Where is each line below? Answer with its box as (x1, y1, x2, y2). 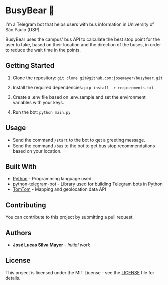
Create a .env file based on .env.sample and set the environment (12, 94, 146, 100)
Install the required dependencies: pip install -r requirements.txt (12, 84, 154, 90)
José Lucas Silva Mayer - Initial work (12, 242, 90, 248)
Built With (5, 162, 37, 171)
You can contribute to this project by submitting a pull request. (5, 214, 134, 220)
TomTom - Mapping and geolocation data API (12, 186, 106, 192)
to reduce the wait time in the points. (5, 47, 81, 53)
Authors (5, 228, 32, 237)
